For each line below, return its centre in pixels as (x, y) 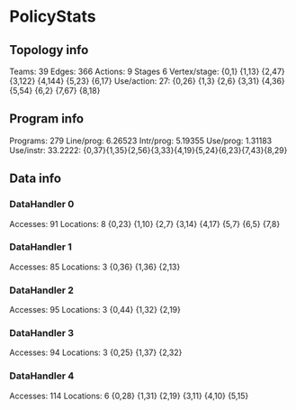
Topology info (49, 50)
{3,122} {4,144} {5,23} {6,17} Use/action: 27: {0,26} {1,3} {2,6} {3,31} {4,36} (147, 81)
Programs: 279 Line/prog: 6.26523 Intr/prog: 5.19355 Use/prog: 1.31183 (141, 141)
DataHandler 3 (42, 333)
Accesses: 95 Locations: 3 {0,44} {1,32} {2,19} (95, 310)
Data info (35, 179)
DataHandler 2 (42, 290)
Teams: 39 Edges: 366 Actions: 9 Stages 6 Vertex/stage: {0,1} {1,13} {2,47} (147, 71)
